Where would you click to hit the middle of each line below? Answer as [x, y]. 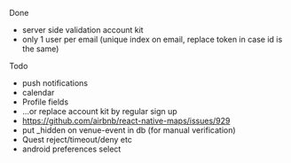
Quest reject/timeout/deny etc [77, 140]
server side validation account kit [83, 30]
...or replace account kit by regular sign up [99, 111]
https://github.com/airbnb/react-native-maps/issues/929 [126, 120]
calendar [38, 93]
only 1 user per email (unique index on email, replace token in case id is [152, 39]
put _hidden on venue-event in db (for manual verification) [129, 130]
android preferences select [71, 149]
